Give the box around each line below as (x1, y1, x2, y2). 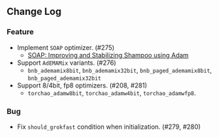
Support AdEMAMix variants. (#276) (16, 58, 117, 67)
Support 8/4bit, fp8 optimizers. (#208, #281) (16, 81, 147, 90)
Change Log (6, 6, 62, 18)
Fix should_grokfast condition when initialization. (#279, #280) (16, 122, 201, 131)
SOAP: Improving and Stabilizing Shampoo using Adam (27, 51, 189, 59)
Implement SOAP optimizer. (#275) (16, 43, 115, 52)
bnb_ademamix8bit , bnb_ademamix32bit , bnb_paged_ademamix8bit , (27, 65, 213, 74)
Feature (6, 27, 34, 37)
